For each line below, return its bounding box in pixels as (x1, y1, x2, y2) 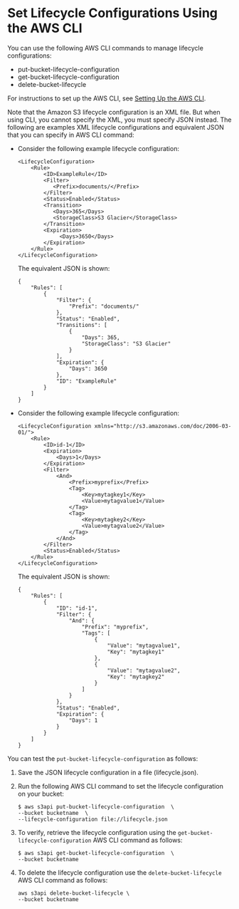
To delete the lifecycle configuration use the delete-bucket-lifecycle (17, 868, 222, 877)
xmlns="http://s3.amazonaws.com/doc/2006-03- (94, 422, 232, 430)
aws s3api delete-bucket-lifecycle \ (17, 889, 130, 897)
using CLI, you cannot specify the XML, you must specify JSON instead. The (7, 115, 232, 124)
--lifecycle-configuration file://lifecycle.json (17, 816, 169, 823)
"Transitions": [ (55, 321, 108, 328)
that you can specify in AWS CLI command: (7, 130, 134, 139)
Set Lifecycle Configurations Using (7, 5, 218, 21)
